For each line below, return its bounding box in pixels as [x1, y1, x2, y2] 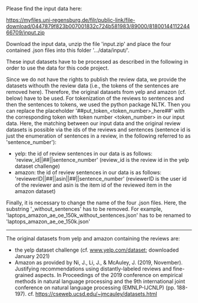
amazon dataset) [14, 188, 56, 194]
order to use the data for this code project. [6, 64, 109, 71]
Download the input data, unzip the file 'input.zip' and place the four [6, 41, 171, 47]
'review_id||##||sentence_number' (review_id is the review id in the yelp [14, 157, 190, 163]
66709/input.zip [6, 29, 45, 36]
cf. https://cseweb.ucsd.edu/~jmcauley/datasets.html [27, 291, 157, 297]
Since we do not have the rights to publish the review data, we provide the [6, 76, 187, 83]
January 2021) [14, 253, 50, 259]
